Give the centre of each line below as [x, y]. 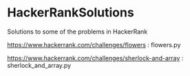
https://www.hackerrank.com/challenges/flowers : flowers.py [94, 45]
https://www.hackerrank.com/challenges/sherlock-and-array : [95, 58]
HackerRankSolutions [71, 13]
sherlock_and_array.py [39, 65]
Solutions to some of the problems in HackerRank [77, 31]
